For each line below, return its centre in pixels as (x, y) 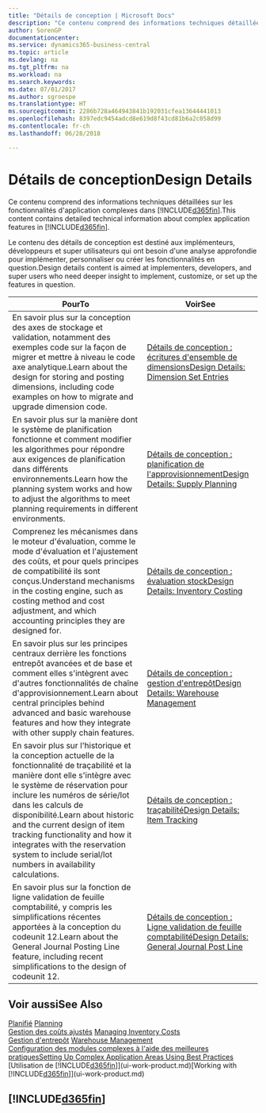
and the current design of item (68, 824)
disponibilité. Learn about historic (73, 815)
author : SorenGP (35, 30)
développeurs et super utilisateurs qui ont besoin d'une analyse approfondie (133, 251)
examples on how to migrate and (73, 396)
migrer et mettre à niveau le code (74, 357)
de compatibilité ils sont (56, 571)
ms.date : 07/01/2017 (42, 89)
